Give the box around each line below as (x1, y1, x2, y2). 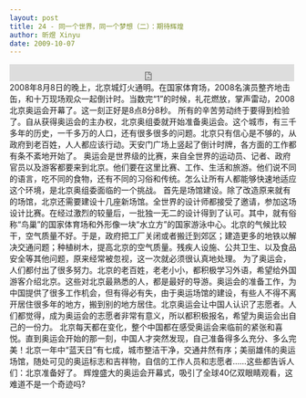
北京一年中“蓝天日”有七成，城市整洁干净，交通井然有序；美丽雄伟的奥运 (25, 344, 296, 356)
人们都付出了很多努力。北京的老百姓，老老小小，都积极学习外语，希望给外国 (9, 265, 297, 276)
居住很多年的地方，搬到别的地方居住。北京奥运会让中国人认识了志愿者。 (16, 298, 289, 310)
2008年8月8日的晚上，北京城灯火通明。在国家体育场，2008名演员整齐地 (9, 82, 283, 93)
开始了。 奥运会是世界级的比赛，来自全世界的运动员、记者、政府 (48, 151, 291, 162)
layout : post (9, 13, 59, 23)
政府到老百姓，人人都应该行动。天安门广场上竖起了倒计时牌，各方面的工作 (9, 139, 289, 151)
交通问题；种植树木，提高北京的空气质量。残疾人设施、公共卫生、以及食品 (16, 242, 297, 253)
